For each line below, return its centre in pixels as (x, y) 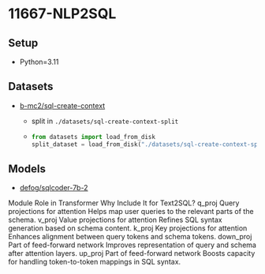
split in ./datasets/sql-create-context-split (105, 121)
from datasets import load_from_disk (93, 137)
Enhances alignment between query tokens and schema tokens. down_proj (130, 237)
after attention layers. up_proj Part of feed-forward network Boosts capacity (132, 253)
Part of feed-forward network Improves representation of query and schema (132, 245)
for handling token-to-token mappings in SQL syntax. (95, 262)
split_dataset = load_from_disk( (86, 144)
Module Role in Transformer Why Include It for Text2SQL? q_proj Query (124, 203)
